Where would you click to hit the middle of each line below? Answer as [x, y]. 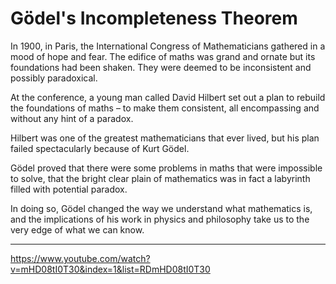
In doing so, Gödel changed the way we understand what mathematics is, [161, 208]
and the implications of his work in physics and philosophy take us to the [160, 219]
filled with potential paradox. [69, 189]
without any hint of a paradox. [72, 118]
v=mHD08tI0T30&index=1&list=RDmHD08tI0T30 [110, 269]
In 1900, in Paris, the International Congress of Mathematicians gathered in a [168, 46]
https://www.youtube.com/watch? [80, 258]
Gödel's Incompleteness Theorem [154, 18]
